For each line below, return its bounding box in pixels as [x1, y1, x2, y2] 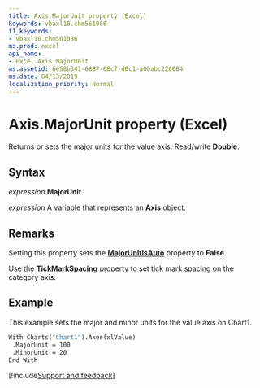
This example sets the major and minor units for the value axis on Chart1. [8, 317, 252, 327]
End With [8, 355, 38, 364]
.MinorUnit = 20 [11, 348, 67, 356]
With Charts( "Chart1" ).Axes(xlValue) [8, 333, 136, 342]
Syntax [8, 165, 45, 179]
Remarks [8, 226, 55, 240]
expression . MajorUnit [8, 187, 82, 197]
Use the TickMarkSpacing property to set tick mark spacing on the [8, 264, 234, 273]
